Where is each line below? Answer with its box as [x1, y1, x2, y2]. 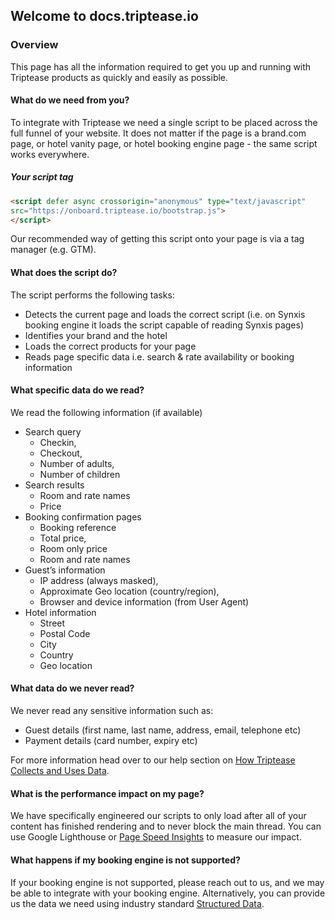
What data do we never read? [10, 682, 135, 694]
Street [39, 617, 66, 629]
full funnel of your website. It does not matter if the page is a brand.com [10, 127, 307, 139]
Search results [24, 479, 85, 491]
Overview [10, 38, 59, 52]
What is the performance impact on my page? [10, 787, 205, 799]
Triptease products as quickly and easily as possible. [10, 71, 229, 83]
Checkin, [39, 436, 77, 448]
